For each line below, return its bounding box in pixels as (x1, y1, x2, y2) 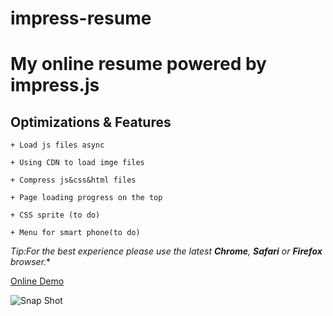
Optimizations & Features (10, 113, 172, 131)
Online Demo (10, 275, 65, 287)
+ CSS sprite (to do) (10, 210, 101, 221)
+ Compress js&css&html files (10, 175, 137, 186)
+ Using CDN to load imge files (10, 158, 145, 168)
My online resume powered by (10, 53, 267, 76)
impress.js (10, 74, 100, 97)
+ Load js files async (10, 140, 105, 151)
